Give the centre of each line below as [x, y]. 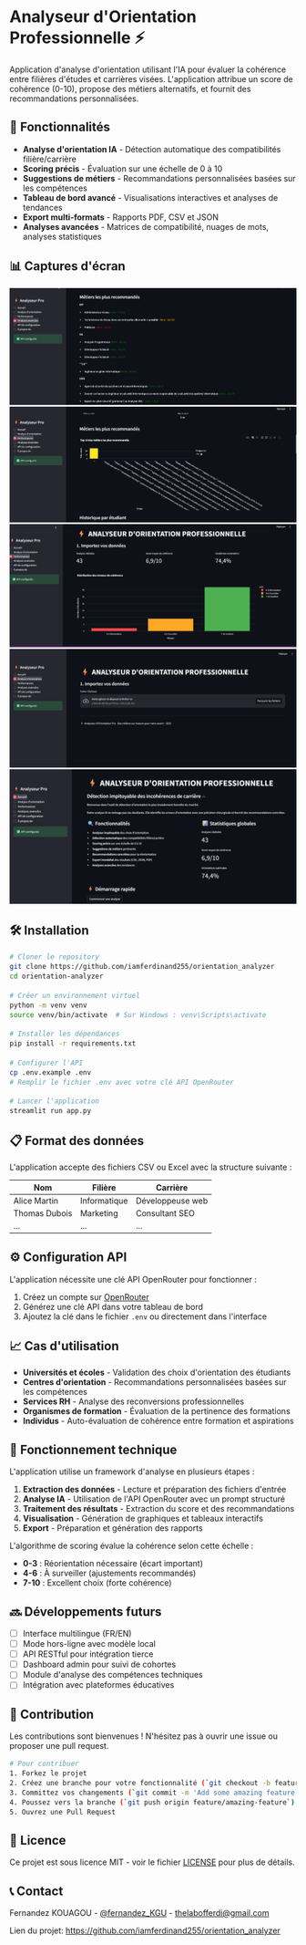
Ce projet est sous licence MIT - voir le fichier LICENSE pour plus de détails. [152, 1862]
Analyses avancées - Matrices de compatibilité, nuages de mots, [146, 226]
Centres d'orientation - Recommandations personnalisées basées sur [154, 1382]
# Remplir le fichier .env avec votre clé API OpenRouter [122, 1082]
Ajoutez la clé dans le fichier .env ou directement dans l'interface [144, 1316]
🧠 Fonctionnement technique [93, 1449]
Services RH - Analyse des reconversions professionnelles [133, 1401]
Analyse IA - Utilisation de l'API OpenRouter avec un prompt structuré [153, 1499]
